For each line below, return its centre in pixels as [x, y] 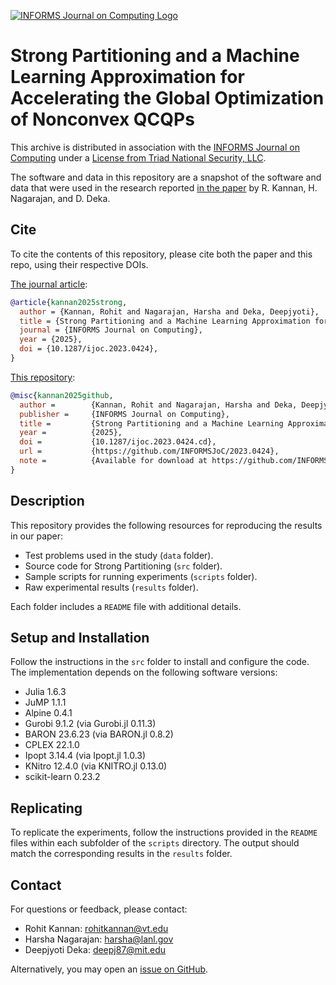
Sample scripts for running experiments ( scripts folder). [141, 576]
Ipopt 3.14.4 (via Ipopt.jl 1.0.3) [85, 756]
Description [47, 501]
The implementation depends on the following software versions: [144, 672]
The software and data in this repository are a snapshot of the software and [166, 177]
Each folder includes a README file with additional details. [126, 606]
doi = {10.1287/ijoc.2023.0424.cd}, [118, 442]
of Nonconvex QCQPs [102, 119]
